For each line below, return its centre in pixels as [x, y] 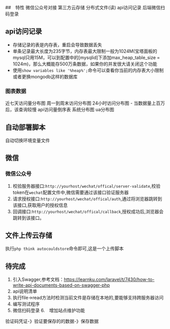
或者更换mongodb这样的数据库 [45, 77]
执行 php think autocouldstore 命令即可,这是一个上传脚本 [64, 248]
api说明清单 [25, 291]
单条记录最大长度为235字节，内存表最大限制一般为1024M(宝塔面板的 [85, 51]
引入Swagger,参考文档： [38, 280]
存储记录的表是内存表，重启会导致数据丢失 [57, 44]
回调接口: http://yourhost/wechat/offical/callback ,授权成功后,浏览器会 [88, 211]
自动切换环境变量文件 [27, 140]
